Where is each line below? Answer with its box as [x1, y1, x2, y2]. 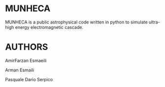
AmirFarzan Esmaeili [5, 57, 47, 64]
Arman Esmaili [5, 67, 34, 73]
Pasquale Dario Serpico [5, 76, 53, 82]
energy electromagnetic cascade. [15, 24, 84, 30]
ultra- [148, 19, 160, 25]
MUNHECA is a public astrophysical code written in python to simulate [5, 19, 148, 25]
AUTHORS [5, 42, 48, 53]
